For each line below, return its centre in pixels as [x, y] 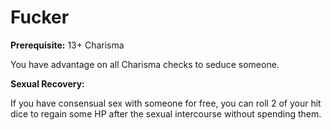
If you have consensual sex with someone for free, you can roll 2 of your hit [166, 103]
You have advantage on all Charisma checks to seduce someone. [145, 64]
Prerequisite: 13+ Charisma [67, 45]
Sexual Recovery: [47, 83]
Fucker [40, 17]
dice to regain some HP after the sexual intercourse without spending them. [166, 113]
